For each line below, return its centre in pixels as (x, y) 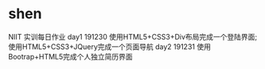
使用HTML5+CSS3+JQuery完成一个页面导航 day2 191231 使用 (109, 46)
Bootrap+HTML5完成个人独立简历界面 (70, 56)
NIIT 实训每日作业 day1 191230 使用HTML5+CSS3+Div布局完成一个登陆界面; (132, 36)
